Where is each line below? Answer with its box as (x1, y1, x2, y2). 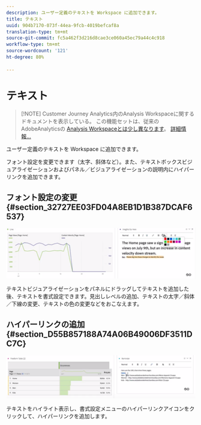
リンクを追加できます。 (6, 173, 64, 180)
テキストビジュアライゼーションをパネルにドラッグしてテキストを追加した (6, 285, 190, 292)
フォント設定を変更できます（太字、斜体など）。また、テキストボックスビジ (6, 158, 193, 165)
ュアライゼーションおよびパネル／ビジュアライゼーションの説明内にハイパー (6, 165, 195, 173)
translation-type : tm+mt (6, 29, 68, 35)
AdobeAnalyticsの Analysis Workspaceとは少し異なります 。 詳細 (20, 125, 181, 132)
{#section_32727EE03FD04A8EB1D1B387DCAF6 (6, 202, 193, 212)
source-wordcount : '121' (6, 48, 68, 54)
